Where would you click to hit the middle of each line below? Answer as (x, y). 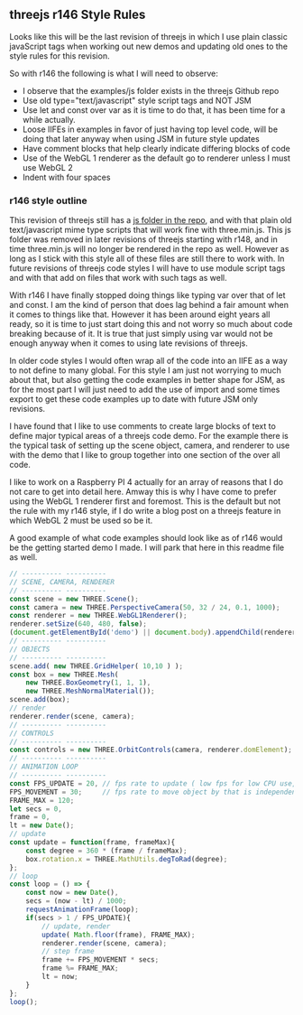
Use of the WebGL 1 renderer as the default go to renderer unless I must (156, 158)
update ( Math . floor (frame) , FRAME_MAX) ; (119, 935)
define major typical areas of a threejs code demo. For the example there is (149, 436)
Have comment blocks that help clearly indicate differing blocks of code (156, 148)
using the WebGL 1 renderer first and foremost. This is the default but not (145, 501)
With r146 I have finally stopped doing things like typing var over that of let (147, 295)
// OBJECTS (30, 649)
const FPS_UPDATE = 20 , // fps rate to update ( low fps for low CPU (143, 783)
